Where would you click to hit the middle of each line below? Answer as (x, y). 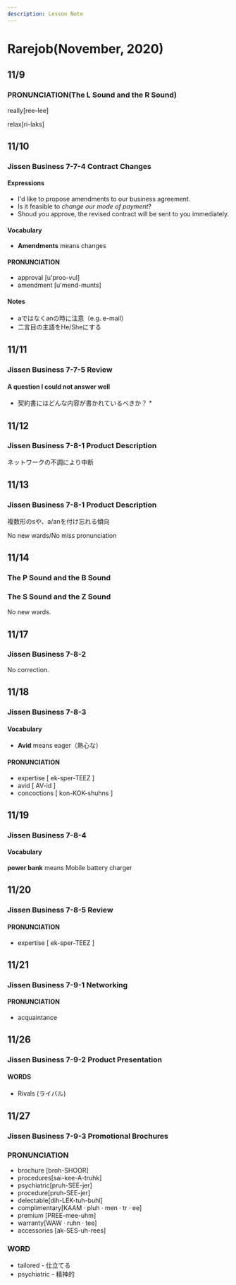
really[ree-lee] (28, 110)
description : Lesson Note (45, 14)
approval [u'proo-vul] (49, 278)
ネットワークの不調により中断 (50, 462)
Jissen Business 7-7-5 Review (60, 370)
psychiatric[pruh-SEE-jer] (55, 1185)
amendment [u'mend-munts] (60, 285)
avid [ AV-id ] (37, 785)
